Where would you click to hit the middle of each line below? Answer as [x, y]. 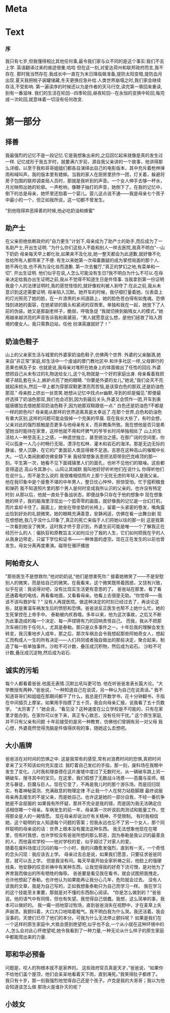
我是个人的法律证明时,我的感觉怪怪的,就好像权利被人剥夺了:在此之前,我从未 [83, 286]
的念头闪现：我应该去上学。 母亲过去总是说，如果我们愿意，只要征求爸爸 [81, 854]
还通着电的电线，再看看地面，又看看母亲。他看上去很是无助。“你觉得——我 [84, 595]
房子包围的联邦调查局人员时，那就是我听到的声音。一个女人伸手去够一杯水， [85, 181]
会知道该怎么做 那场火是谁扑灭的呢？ [44, 987]
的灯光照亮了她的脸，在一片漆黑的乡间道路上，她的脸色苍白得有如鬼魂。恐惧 [85, 299]
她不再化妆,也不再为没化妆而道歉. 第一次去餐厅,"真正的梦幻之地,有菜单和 [80, 267]
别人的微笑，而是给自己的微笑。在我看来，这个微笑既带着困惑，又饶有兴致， [85, 583]
